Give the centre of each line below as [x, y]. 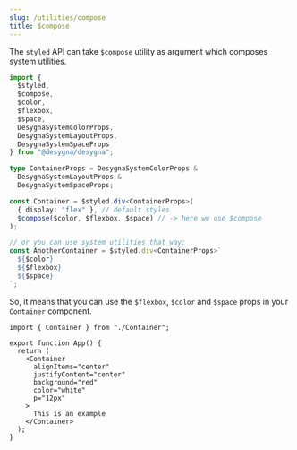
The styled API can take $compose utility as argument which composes [139, 51]
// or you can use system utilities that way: [98, 243]
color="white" [59, 390]
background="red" [65, 382]
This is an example [69, 413]
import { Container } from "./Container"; [89, 327]
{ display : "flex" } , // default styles [93, 210]
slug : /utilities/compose [57, 17]
